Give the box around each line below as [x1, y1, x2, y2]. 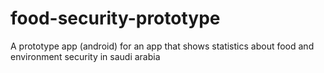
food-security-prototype [10, 7, 221, 30]
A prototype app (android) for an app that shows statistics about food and [10, 40, 315, 52]
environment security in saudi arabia [10, 50, 161, 62]
